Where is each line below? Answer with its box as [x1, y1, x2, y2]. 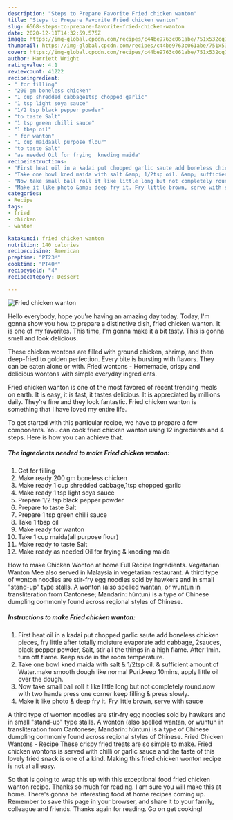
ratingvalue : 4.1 [8, 62, 58, 69]
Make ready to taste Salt [17, 540, 88, 548]
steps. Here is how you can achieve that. [8, 433, 124, 441]
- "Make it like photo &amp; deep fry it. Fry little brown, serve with [8, 184, 222, 191]
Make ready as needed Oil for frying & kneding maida [17, 547, 170, 556]
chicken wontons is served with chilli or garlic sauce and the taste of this [8, 747, 215, 755]
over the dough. [17, 675, 64, 683]
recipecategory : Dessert [8, 273, 80, 280]
